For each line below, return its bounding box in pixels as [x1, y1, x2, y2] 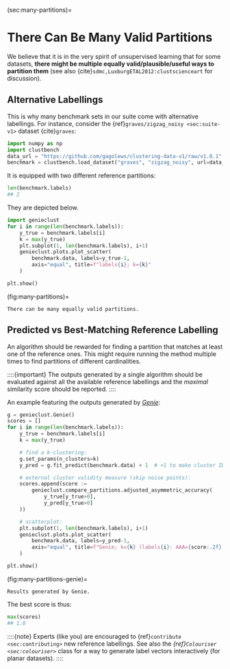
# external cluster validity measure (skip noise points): [19, 474, 192, 481]
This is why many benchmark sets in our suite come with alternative [7, 112, 199, 121]
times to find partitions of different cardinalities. [7, 357, 142, 365]
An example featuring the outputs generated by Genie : [7, 398, 161, 406]
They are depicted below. [7, 203, 79, 212]
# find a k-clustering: [19, 449, 88, 456]
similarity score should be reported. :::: [7, 385, 116, 393]
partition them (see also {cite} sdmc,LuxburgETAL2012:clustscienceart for [7, 66, 213, 75]
